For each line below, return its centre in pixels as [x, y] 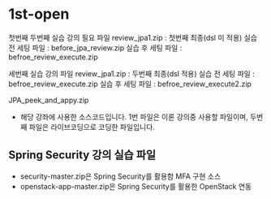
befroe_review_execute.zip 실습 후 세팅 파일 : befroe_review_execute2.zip [130, 84]
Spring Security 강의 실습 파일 [82, 155]
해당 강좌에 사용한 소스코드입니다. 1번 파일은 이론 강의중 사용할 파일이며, [134, 117]
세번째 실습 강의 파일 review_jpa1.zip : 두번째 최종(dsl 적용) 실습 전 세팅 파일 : [132, 73]
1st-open [39, 14]
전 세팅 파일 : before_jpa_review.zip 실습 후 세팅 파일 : [95, 48]
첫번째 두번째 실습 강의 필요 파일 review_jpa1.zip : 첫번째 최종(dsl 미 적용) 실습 [133, 37]
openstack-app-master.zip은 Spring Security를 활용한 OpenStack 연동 [136, 186]
